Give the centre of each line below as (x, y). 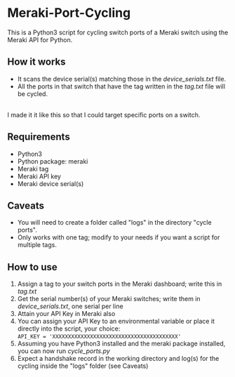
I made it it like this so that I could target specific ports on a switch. (104, 114)
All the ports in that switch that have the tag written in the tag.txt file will (121, 86)
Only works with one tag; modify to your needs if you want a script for (119, 237)
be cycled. (32, 93)
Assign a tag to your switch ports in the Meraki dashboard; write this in (120, 284)
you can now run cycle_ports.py (63, 351)
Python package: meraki (53, 161)
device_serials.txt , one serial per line (70, 306)
